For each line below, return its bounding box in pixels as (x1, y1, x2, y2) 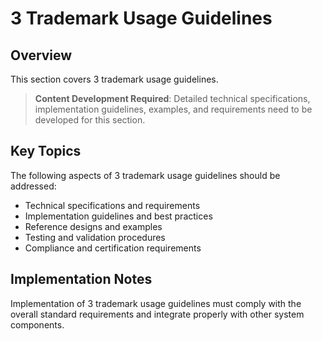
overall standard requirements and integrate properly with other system (10, 308, 305, 320)
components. (10, 318, 65, 331)
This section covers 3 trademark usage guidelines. (10, 73, 219, 85)
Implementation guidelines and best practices (24, 210, 213, 222)
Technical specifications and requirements (24, 199, 201, 211)
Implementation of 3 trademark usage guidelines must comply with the (10, 297, 302, 309)
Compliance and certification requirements (24, 242, 202, 254)
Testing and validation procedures (24, 231, 166, 243)
